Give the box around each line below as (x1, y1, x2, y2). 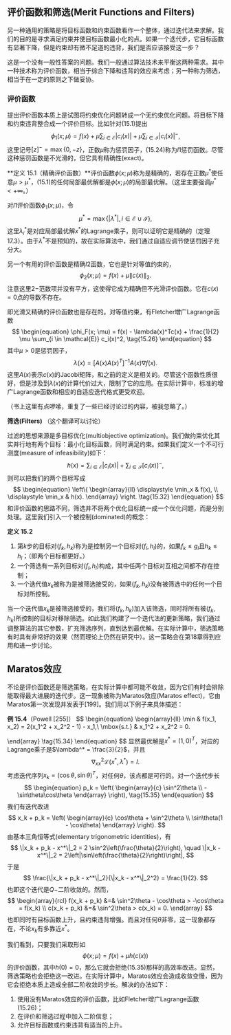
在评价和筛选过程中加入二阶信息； (16, 1012, 114, 1020)
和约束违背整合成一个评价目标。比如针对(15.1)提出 (7, 120, 148, 128)
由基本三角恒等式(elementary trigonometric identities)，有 (7, 833, 172, 841)
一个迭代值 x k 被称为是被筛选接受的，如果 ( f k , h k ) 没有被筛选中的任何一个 (16, 580, 217, 590)
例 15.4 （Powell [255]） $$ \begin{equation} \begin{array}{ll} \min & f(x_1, (7, 715, 217, 723)
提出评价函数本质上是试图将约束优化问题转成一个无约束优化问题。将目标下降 (7, 111, 224, 119)
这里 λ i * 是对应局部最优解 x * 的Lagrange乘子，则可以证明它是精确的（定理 (7, 226, 210, 237)
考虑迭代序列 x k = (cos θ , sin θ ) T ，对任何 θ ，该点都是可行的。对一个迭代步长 (7, 770, 220, 781)
